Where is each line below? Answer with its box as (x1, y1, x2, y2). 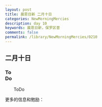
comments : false (5, 30, 38, 35)
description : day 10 (5, 21, 48, 26)
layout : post (5, 7, 32, 12)
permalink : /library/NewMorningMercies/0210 (5, 35, 98, 40)
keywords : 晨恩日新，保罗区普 (5, 26, 60, 30)
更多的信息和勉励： (5, 96, 44, 102)
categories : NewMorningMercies (5, 16, 69, 21)
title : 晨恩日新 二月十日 (5, 12, 52, 17)
